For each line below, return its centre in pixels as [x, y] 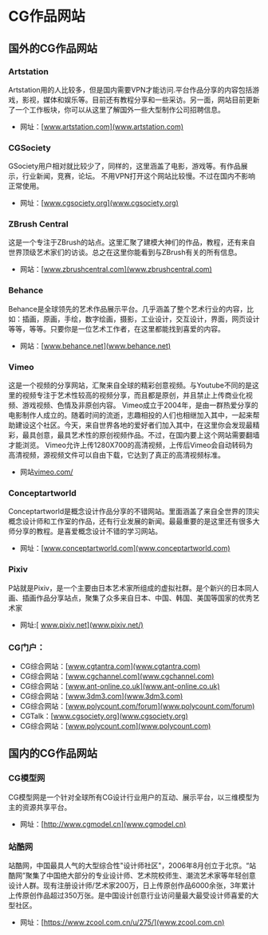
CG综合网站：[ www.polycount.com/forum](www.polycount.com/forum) [137, 705]
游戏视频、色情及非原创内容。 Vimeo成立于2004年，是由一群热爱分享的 [140, 405]
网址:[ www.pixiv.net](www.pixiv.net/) [81, 625]
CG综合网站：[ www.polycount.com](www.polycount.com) [115, 725]
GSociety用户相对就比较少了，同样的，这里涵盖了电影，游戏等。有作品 [125, 166]
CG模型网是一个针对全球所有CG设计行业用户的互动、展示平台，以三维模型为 [134, 797]
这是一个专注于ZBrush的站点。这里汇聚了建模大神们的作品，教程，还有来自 [132, 242]
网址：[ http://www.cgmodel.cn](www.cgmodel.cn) [103, 824]
